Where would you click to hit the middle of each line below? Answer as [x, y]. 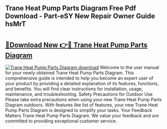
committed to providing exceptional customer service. [61, 121]
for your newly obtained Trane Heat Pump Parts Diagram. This [70, 73]
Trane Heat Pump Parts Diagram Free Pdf [71, 8]
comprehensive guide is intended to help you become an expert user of [79, 78]
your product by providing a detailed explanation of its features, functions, [82, 83]
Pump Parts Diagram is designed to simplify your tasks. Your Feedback [79, 110]
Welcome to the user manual [130, 67]
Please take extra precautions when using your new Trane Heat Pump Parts [83, 100]
